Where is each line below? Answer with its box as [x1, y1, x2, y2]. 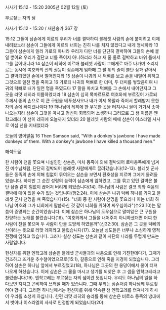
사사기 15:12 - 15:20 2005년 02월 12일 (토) [5, 4, 88, 10]
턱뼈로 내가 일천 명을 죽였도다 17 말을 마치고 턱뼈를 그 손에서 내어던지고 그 [14, 86, 157, 91]
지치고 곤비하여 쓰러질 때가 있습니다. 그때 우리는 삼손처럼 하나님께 [18, 281, 145, 287]
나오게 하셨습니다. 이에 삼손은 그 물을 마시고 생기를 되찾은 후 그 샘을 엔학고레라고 [5, 268, 161, 274]
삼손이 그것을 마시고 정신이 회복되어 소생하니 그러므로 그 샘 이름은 [26, 110, 153, 116]
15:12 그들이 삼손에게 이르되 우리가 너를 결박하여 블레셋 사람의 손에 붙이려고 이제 [5, 36, 160, 42]
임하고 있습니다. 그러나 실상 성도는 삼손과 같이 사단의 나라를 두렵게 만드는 [18, 233, 160, 239]
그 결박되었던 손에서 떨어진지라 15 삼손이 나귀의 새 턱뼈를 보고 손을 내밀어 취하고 [5, 73, 160, 79]
